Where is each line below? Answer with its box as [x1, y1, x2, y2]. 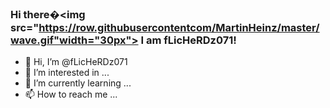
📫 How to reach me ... [24, 88, 118, 101]
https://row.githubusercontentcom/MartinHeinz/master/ [38, 20, 320, 34]
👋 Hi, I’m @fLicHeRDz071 [24, 56, 128, 68]
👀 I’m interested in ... [24, 67, 110, 79]
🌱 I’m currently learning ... [24, 77, 132, 89]
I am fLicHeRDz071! [140, 33, 237, 47]
